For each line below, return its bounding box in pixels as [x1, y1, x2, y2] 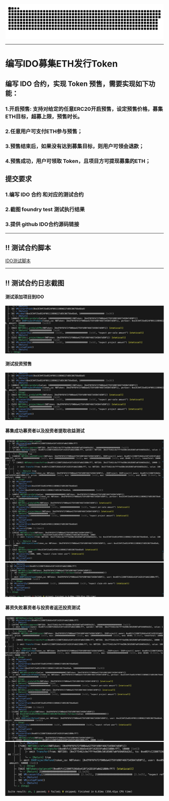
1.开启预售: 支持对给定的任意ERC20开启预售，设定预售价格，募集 [5, 106, 163, 113]
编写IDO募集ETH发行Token [5, 58, 118, 69]
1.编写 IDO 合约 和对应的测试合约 [5, 191, 84, 198]
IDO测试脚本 [5, 258, 31, 264]
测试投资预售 [5, 361, 32, 367]
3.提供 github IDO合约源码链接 [5, 221, 79, 228]
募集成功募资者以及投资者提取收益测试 [5, 428, 84, 434]
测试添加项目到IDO [5, 294, 44, 300]
